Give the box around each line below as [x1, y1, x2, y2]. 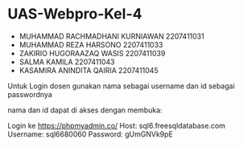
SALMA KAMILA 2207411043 [19, 57, 116, 67]
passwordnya [7, 89, 53, 99]
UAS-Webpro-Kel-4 [7, 5, 142, 23]
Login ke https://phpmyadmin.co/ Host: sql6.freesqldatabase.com [7, 120, 226, 130]
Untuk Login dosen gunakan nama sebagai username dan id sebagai [7, 81, 235, 91]
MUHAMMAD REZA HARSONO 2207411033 [19, 39, 163, 49]
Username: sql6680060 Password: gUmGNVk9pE [7, 129, 174, 139]
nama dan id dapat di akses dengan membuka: [7, 105, 163, 115]
